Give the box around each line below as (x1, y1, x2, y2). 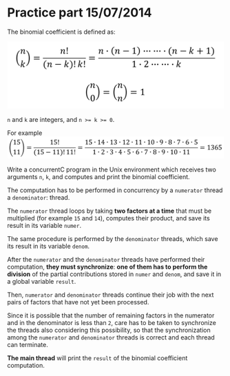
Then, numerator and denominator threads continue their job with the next (7, 291, 214, 299)
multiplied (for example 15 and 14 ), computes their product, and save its (7, 213, 210, 222)
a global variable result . (7, 277, 76, 285)
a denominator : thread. (7, 193, 70, 201)
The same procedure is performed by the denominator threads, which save (7, 234, 218, 242)
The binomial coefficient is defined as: (7, 28, 116, 36)
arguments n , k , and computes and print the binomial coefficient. (7, 172, 191, 180)
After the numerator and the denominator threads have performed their (7, 255, 205, 263)
